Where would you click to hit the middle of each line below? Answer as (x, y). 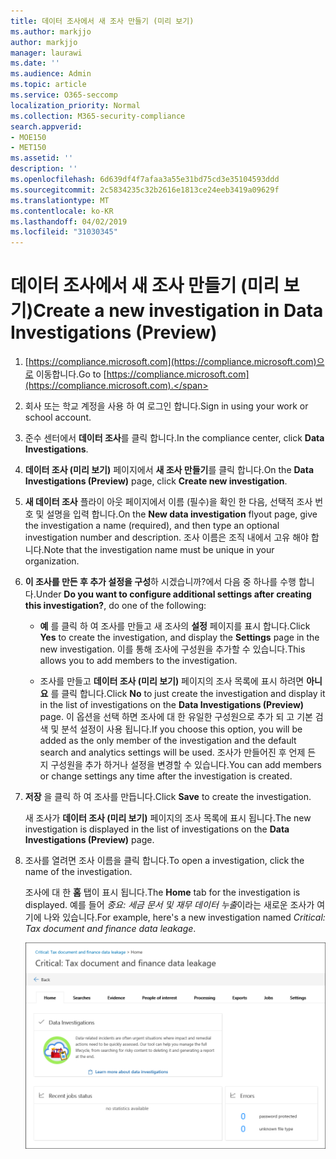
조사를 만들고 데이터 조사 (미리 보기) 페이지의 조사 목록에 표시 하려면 (172, 681)
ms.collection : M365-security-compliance (98, 116)
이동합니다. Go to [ (71, 374)
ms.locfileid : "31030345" (64, 232)
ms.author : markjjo (51, 31)
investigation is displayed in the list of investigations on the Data (157, 829)
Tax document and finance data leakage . (110, 929)
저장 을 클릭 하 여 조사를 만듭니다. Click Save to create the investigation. (168, 797)
